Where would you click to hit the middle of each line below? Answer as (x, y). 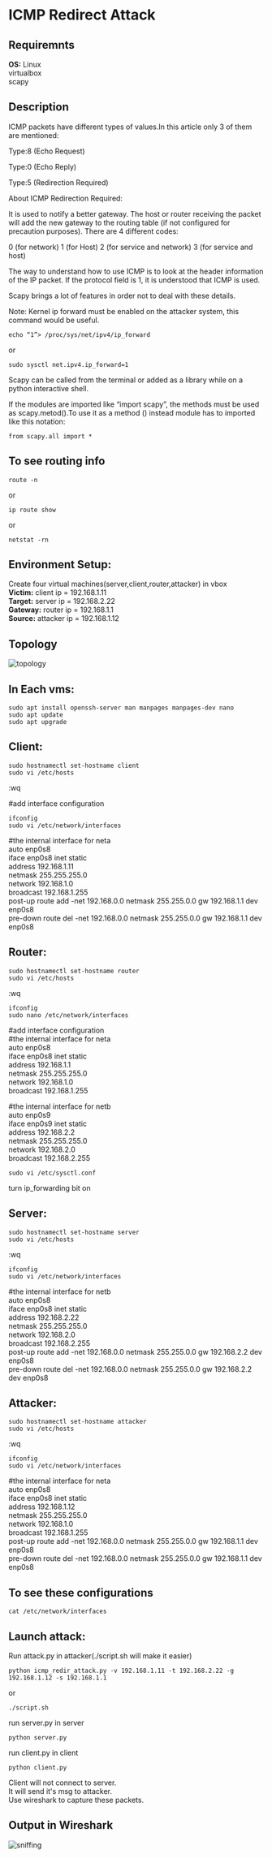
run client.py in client (43, 1752)
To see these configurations (81, 1593)
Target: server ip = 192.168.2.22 (62, 601)
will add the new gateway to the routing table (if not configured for (119, 222)
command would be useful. (54, 320)
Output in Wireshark (61, 1825)
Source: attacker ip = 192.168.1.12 (64, 619)
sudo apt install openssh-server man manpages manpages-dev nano (121, 708)
